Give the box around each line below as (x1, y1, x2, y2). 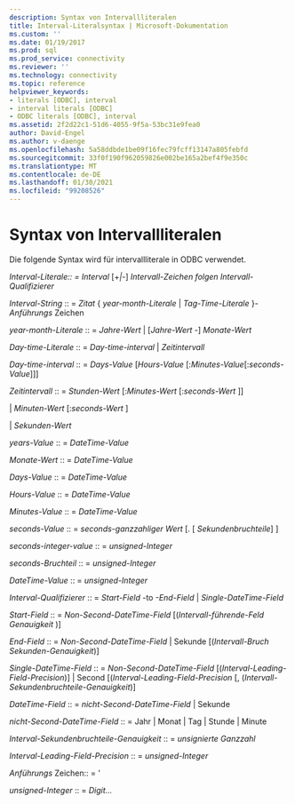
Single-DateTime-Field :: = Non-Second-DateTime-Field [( (9, 663, 222, 673)
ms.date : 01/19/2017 (9, 37, 86, 47)
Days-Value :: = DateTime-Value (9, 472, 127, 482)
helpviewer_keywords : (9, 87, 90, 96)
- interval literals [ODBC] (9, 104, 114, 113)
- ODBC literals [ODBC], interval (9, 112, 138, 121)
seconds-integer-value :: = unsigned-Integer (9, 540, 173, 551)
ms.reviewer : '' (9, 63, 69, 72)
